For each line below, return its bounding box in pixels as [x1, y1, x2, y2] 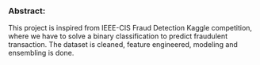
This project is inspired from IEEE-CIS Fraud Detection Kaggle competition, [8, 23, 252, 33]
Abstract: [8, 5, 46, 16]
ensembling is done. [8, 49, 75, 58]
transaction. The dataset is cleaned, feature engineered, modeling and [8, 40, 238, 49]
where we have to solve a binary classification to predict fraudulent [8, 31, 228, 41]
